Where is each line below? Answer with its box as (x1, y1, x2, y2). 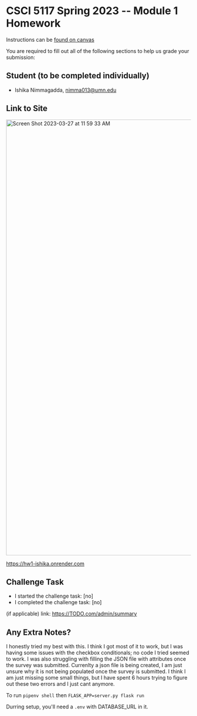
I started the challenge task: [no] (14, 592, 94, 600)
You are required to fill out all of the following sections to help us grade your (6, 47, 189, 54)
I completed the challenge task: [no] (14, 599, 102, 606)
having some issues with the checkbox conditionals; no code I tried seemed (6, 649, 189, 657)
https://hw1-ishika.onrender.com (6, 560, 85, 567)
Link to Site (6, 104, 48, 114)
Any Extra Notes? (6, 627, 72, 637)
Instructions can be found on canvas (6, 36, 95, 43)
